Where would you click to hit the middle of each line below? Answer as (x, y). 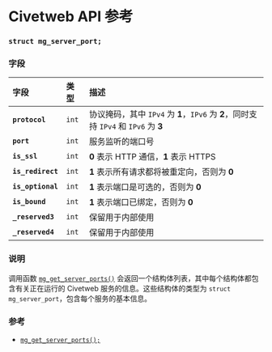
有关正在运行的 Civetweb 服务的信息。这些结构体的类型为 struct (123, 288)
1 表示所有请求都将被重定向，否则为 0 (161, 172)
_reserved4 (33, 232)
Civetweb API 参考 (71, 17)
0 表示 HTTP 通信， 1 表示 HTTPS (152, 157)
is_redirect (36, 172)
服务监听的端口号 (121, 142)
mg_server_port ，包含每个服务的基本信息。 (80, 298)
